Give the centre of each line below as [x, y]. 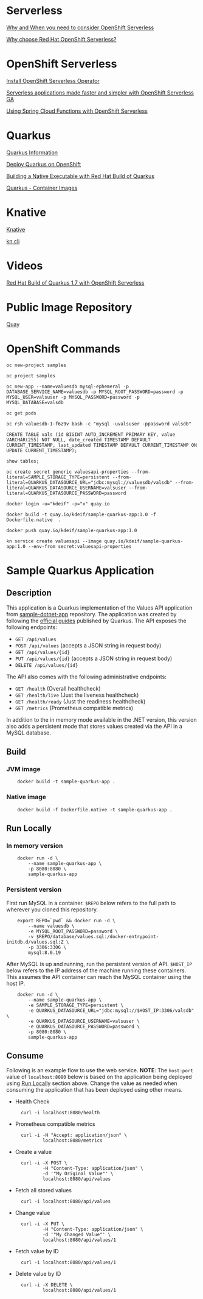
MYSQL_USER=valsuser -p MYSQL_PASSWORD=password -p [73, 397]
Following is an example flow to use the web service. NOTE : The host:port [100, 1070]
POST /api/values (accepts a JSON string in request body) [88, 645]
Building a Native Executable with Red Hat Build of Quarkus [81, 176]
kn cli [13, 241]
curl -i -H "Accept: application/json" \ [74, 1135]
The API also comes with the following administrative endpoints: [87, 677]
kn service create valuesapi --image [54, 541]
